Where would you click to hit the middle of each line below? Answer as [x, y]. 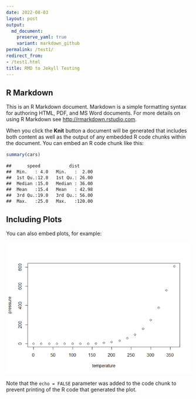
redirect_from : [25, 56]
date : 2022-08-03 [27, 12]
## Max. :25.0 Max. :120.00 [50, 202]
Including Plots [34, 219]
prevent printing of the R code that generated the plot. [71, 390]
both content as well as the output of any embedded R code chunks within [96, 137]
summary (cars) [23, 155]
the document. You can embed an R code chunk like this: [75, 143]
